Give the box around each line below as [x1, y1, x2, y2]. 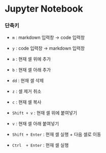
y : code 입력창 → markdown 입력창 [12, 45, 85, 51]
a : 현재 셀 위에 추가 [12, 56, 51, 62]
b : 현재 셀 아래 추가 [12, 67, 51, 73]
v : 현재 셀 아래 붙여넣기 [12, 121, 59, 127]
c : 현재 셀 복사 [12, 99, 42, 105]
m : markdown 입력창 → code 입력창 [12, 34, 85, 41]
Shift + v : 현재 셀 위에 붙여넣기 [12, 110, 77, 116]
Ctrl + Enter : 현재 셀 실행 [12, 142, 69, 148]
